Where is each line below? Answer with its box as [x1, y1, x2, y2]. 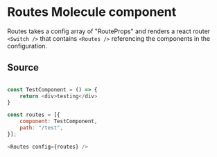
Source [7, 62, 40, 73]
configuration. [7, 41, 47, 50]
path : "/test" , [19, 124, 64, 131]
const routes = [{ [7, 111, 60, 118]
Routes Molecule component [7, 4, 177, 20]
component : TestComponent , [19, 118, 98, 125]
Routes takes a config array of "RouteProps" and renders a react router [7, 27, 210, 35]
